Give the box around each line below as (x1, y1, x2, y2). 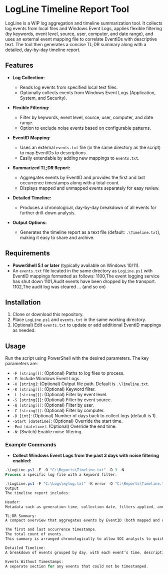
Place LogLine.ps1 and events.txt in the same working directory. (12, 317, 146, 323)
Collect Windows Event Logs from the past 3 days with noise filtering (12, 452, 159, 459)
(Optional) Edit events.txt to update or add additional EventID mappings (12, 322, 161, 328)
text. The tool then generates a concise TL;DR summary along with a (5, 41, 146, 47)
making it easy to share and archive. (19, 234, 95, 240)
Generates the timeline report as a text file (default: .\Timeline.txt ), (19, 229, 161, 235)
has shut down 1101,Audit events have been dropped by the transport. (12, 278, 156, 284)
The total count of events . (5, 532, 64, 537)
